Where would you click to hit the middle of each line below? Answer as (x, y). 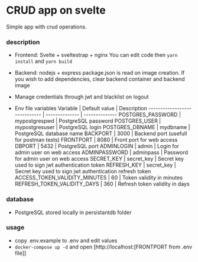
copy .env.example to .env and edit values (66, 240)
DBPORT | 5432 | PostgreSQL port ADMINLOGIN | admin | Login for (97, 146)
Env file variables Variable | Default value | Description (81, 108)
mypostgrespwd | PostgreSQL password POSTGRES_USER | (88, 121)
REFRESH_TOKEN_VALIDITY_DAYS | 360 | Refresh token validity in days (102, 184)
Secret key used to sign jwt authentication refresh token (83, 171)
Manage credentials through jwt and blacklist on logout (82, 97)
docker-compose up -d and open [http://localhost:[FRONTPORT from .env (103, 247)
